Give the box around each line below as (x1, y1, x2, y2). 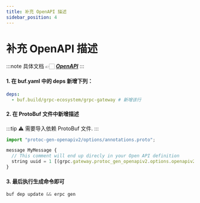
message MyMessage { (6, 147, 58, 153)
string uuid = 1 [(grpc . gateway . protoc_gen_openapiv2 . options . (11, 159, 171, 165)
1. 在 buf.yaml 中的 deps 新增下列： (6, 78, 93, 85)
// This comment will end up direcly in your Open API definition (11, 153, 180, 159)
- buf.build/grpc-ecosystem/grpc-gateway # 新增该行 (11, 97, 142, 103)
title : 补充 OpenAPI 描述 (6, 8, 67, 15)
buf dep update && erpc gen (6, 192, 76, 198)
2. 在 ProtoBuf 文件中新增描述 (6, 110, 79, 117)
